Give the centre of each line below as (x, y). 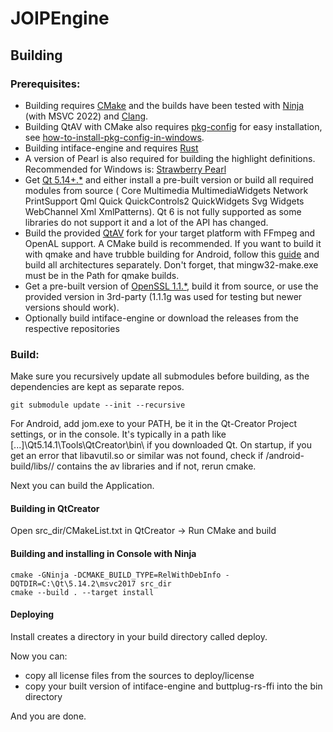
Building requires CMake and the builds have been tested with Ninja (164, 105)
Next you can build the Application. (82, 486)
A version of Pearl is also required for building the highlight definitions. (170, 158)
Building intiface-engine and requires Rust (111, 148)
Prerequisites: (45, 84)
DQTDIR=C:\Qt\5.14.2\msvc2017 (73, 583)
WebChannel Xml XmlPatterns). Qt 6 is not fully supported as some (163, 211)
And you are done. (48, 716)
